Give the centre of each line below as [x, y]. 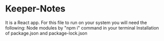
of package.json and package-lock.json [46, 33]
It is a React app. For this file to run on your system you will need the [76, 22]
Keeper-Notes [35, 9]
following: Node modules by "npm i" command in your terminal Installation [82, 27]
